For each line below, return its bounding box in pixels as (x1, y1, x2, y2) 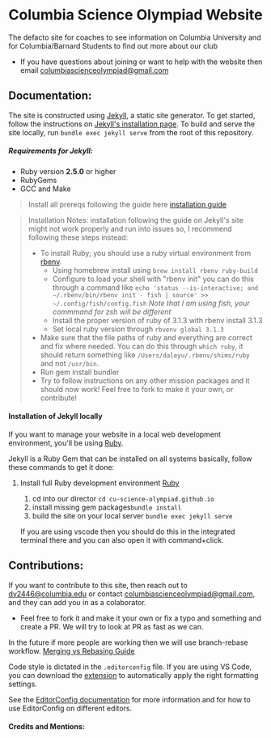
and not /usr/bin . (40, 358, 100, 368)
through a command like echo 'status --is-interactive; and (52, 282, 259, 292)
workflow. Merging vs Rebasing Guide (8, 646, 135, 655)
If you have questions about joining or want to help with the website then (19, 57, 263, 66)
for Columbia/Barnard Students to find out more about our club (8, 41, 218, 50)
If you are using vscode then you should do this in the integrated (19, 527, 235, 536)
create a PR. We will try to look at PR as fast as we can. (19, 621, 204, 631)
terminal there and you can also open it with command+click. (19, 535, 224, 544)
